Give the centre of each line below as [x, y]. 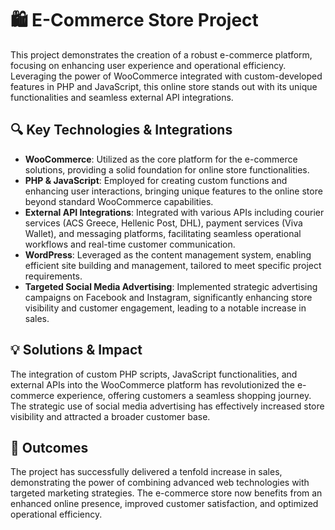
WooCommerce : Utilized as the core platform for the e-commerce [161, 159]
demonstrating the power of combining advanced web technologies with [160, 483]
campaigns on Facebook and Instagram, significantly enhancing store [168, 297]
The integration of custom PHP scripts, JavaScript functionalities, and [154, 374]
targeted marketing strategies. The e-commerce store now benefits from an [166, 493]
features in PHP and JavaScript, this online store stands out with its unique [164, 86]
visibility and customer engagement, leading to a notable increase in [165, 308]
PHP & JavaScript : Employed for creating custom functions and [156, 180]
